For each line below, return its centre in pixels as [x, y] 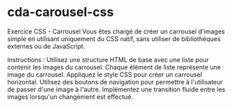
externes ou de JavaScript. [46, 46]
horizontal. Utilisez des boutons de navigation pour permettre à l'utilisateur [115, 82]
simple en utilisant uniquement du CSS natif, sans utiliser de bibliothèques [114, 38]
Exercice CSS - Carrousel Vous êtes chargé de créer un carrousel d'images [116, 31]
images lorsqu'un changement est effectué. [70, 97]
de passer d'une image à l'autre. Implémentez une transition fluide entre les [116, 89]
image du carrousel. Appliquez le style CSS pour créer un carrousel [105, 75]
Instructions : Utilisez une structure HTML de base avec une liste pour [108, 59]
